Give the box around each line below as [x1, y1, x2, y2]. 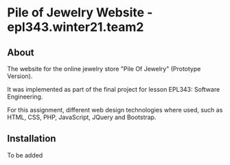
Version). [7, 72, 33, 80]
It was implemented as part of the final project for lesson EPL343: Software [7, 86, 220, 93]
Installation [7, 133, 56, 144]
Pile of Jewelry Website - [7, 5, 153, 21]
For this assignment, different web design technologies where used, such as [7, 106, 223, 114]
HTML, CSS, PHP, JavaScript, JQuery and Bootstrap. [7, 113, 157, 121]
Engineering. [7, 92, 43, 101]
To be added [7, 151, 43, 159]
